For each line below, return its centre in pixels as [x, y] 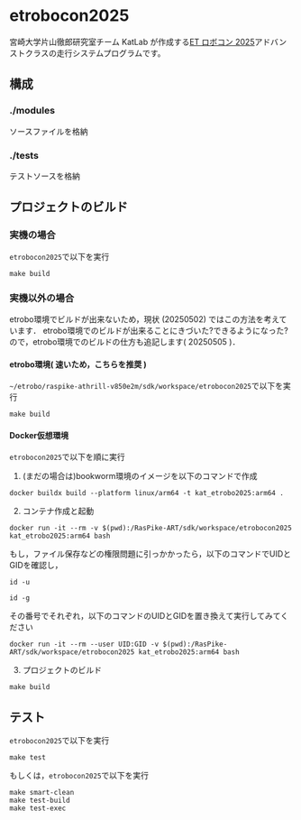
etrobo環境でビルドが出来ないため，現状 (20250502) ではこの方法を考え [144, 319]
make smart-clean [42, 793]
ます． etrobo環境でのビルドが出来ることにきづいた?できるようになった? [152, 330]
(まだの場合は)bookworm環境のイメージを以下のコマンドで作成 [140, 476]
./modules [32, 111]
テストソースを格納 [45, 176]
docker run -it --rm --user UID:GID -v [84, 645]
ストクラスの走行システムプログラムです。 [87, 53]
